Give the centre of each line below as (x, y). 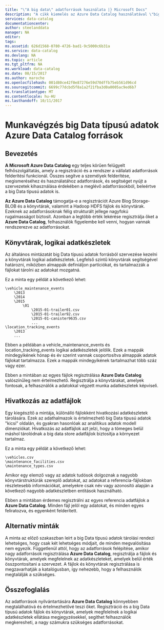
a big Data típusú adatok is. (32, 191)
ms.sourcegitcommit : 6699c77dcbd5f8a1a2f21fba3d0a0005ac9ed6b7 (71, 87)
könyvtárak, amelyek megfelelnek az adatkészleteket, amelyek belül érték (79, 559)
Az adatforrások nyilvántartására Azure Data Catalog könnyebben (72, 602)
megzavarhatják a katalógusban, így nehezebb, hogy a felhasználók (73, 569)
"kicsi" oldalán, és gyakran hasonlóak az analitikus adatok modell (71, 423)
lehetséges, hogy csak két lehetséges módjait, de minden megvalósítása (78, 543)
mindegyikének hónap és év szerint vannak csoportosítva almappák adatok (81, 355)
